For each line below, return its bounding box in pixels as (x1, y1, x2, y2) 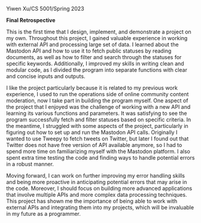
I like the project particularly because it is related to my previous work (6, 84, 178, 91)
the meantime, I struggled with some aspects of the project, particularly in (6, 123, 188, 129)
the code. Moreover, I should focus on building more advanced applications (6, 185, 193, 192)
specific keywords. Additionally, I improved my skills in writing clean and (6, 60, 184, 67)
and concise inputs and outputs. (6, 73, 86, 80)
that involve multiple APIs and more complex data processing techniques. (6, 191, 187, 198)
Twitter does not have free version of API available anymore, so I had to (6, 142, 182, 148)
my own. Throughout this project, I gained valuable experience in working (6, 35, 188, 41)
